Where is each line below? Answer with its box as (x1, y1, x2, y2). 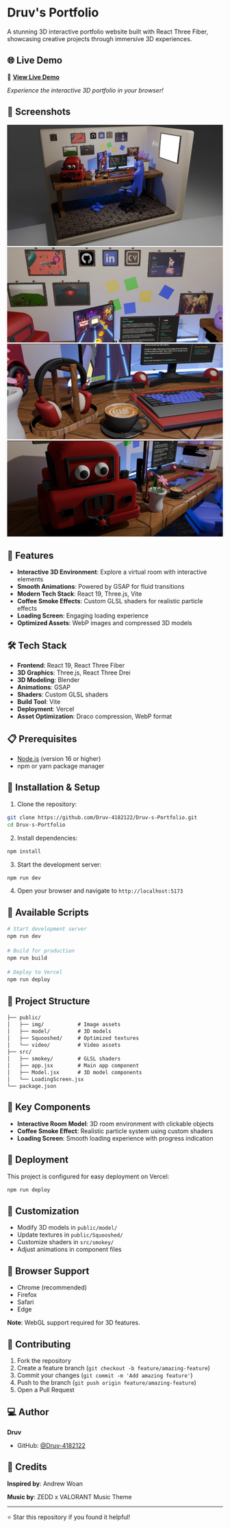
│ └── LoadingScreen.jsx (7, 1076, 84, 1083)
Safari (16, 1298, 34, 1307)
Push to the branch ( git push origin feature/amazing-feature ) (16, 1378, 196, 1386)
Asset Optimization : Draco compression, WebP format (16, 712, 172, 720)
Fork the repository (16, 1356, 72, 1365)
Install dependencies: (16, 834, 78, 842)
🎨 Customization (7, 1205, 79, 1217)
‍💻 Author (7, 1407, 49, 1418)
